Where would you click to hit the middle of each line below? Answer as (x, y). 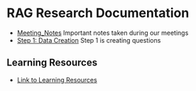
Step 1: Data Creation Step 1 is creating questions (89, 40)
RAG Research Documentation (98, 13)
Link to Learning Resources (57, 80)
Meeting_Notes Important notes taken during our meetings (103, 33)
